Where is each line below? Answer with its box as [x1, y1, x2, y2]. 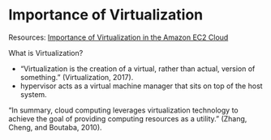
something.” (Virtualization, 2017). [19, 72, 134, 82]
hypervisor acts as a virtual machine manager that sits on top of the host [19, 81, 263, 91]
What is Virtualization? [8, 48, 84, 57]
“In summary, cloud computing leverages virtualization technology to [8, 105, 239, 115]
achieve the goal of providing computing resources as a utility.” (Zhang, [8, 113, 247, 123]
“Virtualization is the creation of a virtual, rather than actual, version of [19, 63, 256, 74]
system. [19, 89, 47, 99]
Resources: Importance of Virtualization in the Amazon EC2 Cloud [8, 32, 229, 42]
